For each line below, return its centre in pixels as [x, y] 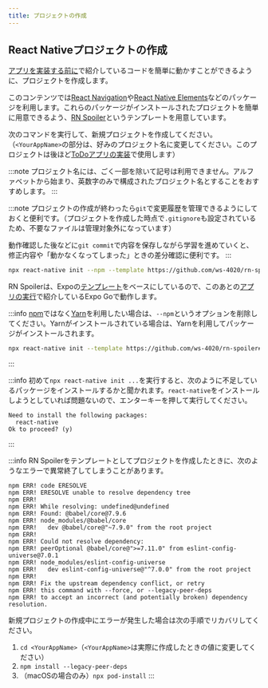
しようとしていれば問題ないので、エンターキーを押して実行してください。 [130, 401]
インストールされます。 [60, 334]
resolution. [28, 605]
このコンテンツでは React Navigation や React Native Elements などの [119, 97]
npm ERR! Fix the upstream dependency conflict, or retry [106, 583]
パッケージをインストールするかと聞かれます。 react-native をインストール [137, 390]
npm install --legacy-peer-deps [73, 667]
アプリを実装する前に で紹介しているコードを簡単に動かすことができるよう [130, 71]
